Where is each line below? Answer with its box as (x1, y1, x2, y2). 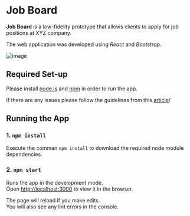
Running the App (6, 113, 70, 124)
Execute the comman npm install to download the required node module (6, 145, 184, 152)
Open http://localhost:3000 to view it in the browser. (6, 185, 133, 192)
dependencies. (6, 151, 42, 158)
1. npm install (6, 131, 46, 139)
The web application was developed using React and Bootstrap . (6, 41, 162, 48)
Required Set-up (6, 69, 68, 80)
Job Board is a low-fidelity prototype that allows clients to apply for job (6, 23, 179, 30)
